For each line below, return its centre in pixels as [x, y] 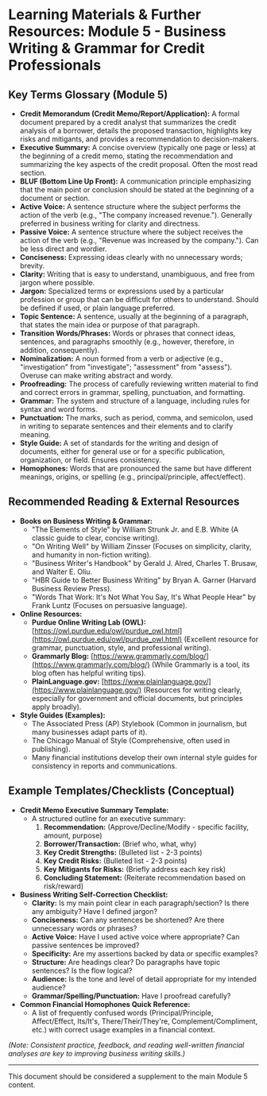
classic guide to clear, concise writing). [96, 537]
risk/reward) [64, 886]
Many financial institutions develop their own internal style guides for [144, 757]
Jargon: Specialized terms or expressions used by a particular [122, 291]
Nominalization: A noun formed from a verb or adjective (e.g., [122, 358]
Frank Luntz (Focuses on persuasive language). [110, 605]
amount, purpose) [73, 835]
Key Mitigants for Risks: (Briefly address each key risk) [135, 869]
